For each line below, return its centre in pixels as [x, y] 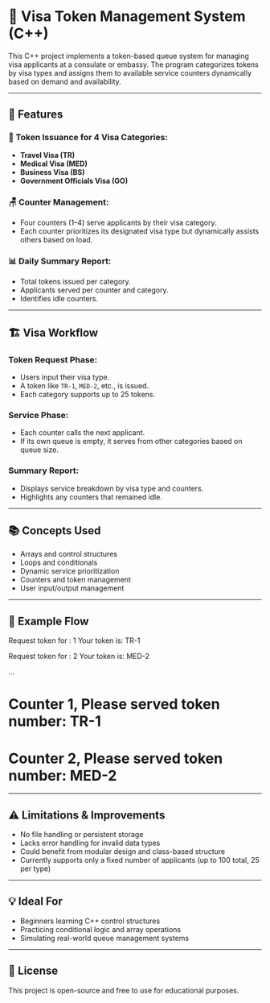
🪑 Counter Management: [59, 202]
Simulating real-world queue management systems [104, 938]
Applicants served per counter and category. [94, 290]
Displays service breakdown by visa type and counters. [112, 488]
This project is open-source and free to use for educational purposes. [124, 990]
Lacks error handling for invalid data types [90, 843]
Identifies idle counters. [59, 299]
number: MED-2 [63, 775]
